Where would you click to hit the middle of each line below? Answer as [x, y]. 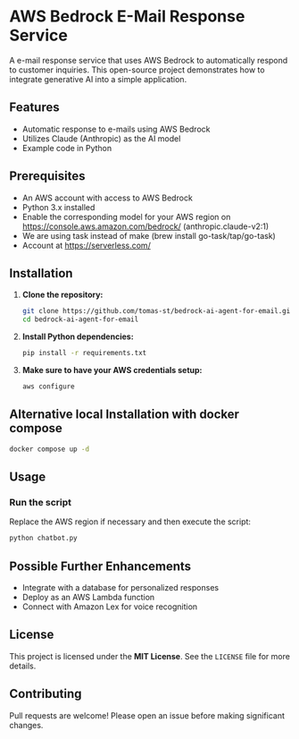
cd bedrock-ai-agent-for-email [80, 319]
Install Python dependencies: [78, 336]
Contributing [46, 694]
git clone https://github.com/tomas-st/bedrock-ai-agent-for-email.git [158, 311]
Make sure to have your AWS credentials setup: [112, 370]
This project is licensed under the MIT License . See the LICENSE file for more [149, 656]
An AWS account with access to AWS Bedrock [108, 198]
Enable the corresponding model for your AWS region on [126, 217]
